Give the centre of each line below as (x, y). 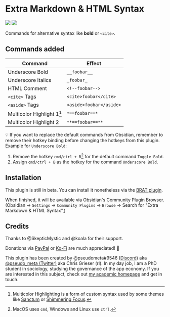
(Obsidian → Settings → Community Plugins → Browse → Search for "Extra (82, 205)
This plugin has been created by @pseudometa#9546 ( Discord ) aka (76, 258)
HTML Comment (27, 88)
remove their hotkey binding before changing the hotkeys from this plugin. (83, 141)
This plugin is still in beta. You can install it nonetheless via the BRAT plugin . (84, 190)
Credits (17, 226)
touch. (12, 280)
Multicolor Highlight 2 (33, 122)
